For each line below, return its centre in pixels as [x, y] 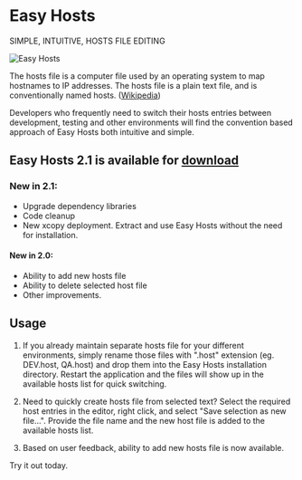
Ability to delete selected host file [85, 285]
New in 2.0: [32, 255]
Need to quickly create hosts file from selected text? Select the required [156, 401]
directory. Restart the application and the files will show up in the [143, 374]
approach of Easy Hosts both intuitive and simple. [102, 131]
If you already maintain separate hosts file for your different [133, 345]
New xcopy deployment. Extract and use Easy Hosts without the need [152, 225]
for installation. [50, 235]
